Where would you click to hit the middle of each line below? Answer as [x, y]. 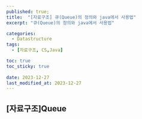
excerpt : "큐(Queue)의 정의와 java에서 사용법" [61, 23]
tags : [13, 45]
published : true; [28, 12]
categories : [21, 33]
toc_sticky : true [28, 66]
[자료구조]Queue [37, 109]
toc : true [19, 61]
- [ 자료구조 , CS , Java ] [37, 50]
